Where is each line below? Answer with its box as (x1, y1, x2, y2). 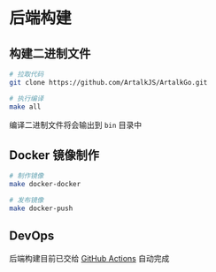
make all (9, 102, 42, 111)
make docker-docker (9, 180, 81, 189)
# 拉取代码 (9, 70, 44, 79)
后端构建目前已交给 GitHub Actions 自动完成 (9, 253, 170, 263)
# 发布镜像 (9, 196, 44, 205)
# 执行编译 (9, 94, 44, 102)
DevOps (9, 229, 55, 244)
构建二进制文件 (9, 46, 91, 61)
